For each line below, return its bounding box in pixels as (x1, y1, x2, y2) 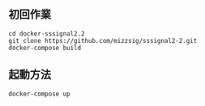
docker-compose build (8, 44, 82, 52)
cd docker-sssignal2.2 (8, 29, 85, 38)
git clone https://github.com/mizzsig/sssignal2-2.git (8, 36, 198, 45)
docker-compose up (8, 90, 70, 98)
